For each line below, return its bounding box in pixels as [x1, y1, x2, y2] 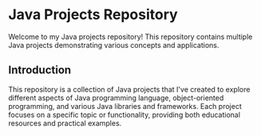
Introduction [8, 64, 72, 77]
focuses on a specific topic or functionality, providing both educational [8, 110, 241, 119]
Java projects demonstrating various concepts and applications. [8, 40, 219, 49]
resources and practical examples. [8, 118, 122, 128]
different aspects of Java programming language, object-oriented [8, 93, 224, 103]
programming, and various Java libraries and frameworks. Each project [8, 101, 242, 111]
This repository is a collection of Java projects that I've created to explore [8, 84, 251, 94]
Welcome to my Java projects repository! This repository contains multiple [8, 32, 253, 41]
